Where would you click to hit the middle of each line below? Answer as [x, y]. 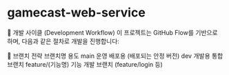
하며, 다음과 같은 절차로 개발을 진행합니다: [63, 41]
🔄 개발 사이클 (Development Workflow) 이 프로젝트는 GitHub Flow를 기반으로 [113, 32]
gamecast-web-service [77, 13]
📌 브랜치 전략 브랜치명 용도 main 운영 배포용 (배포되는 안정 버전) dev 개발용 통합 [115, 56]
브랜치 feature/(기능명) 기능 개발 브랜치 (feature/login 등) [85, 64]
